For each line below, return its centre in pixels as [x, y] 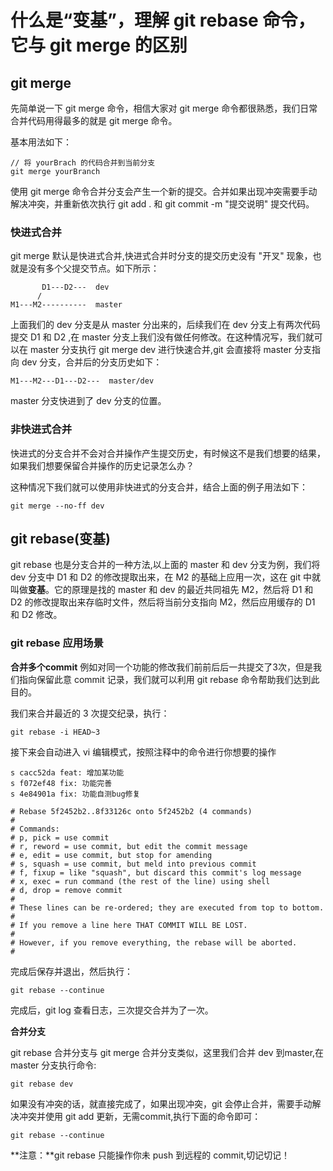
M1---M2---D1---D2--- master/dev [82, 381]
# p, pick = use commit [60, 837]
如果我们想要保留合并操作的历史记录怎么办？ [102, 465]
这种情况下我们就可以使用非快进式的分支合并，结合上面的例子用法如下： [159, 487]
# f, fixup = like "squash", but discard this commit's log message [156, 872]
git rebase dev [42, 1084]
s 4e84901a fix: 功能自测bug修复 [75, 794]
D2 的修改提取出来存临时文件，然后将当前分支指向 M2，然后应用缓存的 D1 [163, 602]
